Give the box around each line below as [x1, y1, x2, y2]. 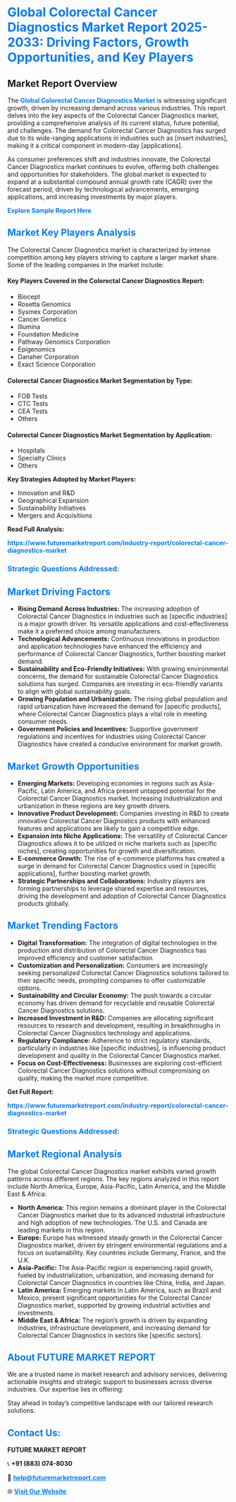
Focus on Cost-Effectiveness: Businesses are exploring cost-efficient [17, 1059, 222, 1067]
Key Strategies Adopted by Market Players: [7, 475, 137, 484]
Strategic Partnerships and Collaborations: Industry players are [17, 876, 206, 885]
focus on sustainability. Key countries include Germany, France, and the [17, 1248, 227, 1257]
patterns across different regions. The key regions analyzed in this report [7, 1175, 220, 1183]
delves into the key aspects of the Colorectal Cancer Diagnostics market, [7, 111, 220, 120]
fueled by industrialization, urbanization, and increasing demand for [17, 1271, 215, 1279]
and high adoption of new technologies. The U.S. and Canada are [17, 1218, 208, 1227]
